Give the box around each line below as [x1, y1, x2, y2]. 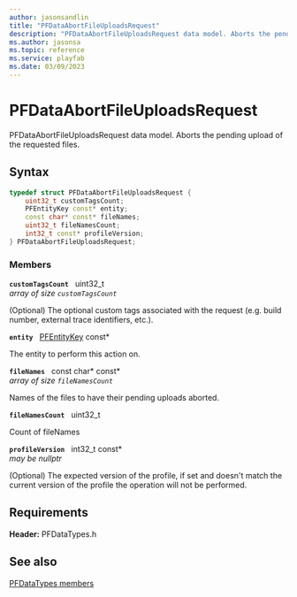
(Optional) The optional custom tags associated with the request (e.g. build [9, 305, 282, 316]
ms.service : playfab [9, 54, 86, 63]
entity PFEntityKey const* [9, 332, 110, 342]
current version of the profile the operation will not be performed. [9, 479, 247, 491]
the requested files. [9, 139, 80, 149]
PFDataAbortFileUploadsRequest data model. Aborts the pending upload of [9, 129, 284, 140]
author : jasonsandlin [9, 12, 89, 22]
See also [9, 555, 57, 570]
